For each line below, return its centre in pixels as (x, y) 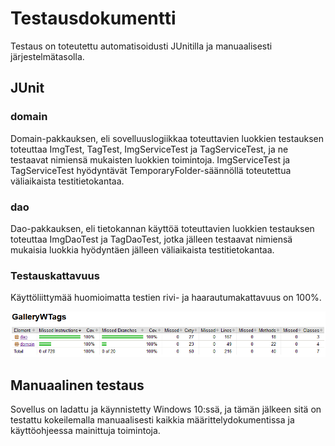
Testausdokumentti (93, 18)
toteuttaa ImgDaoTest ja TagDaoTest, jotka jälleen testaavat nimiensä (151, 239)
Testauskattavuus (55, 275)
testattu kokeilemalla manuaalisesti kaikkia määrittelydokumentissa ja (152, 420)
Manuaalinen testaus (77, 385)
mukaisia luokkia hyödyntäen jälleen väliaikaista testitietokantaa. (142, 249)
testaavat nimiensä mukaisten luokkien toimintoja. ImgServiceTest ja (150, 159)
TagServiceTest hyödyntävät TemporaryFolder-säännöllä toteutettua (151, 170)
